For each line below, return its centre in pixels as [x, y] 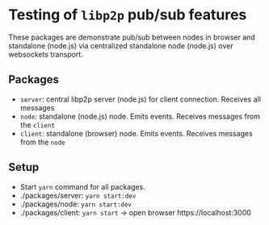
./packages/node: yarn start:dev [76, 204]
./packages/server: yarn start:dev [78, 195]
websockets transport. [46, 54]
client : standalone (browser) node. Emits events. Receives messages [136, 133]
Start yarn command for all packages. [82, 186]
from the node [43, 142]
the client [37, 125]
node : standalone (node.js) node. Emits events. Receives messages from [140, 116]
